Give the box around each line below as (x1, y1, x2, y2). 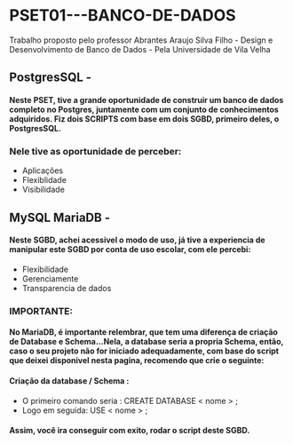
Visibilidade (21, 184, 65, 195)
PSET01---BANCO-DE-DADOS (9, 5, 237, 26)
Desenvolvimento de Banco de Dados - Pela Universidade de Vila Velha (9, 44, 271, 54)
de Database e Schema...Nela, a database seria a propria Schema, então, (9, 337, 284, 347)
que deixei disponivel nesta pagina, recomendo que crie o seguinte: (9, 355, 265, 366)
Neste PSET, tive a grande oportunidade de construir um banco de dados (9, 94, 284, 105)
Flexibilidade (21, 264, 69, 274)
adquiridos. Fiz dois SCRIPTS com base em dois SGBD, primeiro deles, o (9, 113, 280, 124)
